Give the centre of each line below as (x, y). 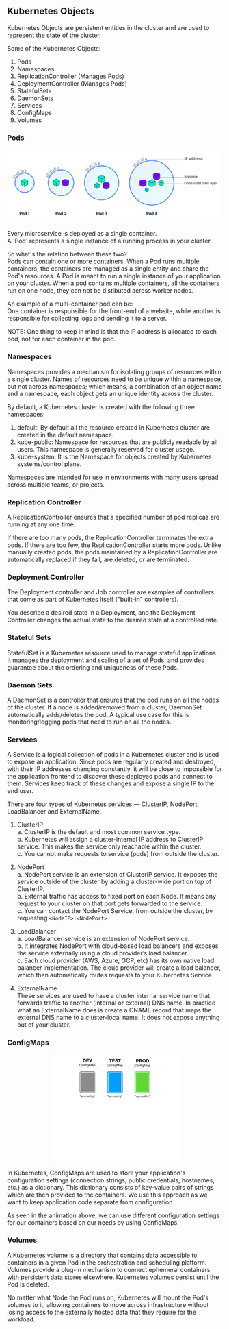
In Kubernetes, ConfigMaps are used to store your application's (96, 1173)
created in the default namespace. (65, 435)
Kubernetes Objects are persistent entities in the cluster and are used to (108, 27)
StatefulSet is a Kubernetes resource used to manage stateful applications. (112, 653)
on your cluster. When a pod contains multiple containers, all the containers (113, 283)
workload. (21, 1319)
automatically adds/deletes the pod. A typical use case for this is (98, 714)
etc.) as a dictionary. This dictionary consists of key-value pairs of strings (110, 1187)
